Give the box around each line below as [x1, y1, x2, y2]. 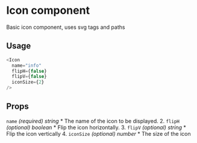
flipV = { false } [11, 73, 47, 80]
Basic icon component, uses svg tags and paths [6, 23, 125, 31]
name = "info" [11, 62, 42, 68]
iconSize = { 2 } [11, 79, 45, 85]
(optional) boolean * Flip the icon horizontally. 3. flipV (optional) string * [6, 124, 187, 131]
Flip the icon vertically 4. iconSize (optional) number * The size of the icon [6, 130, 191, 137]
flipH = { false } [11, 68, 47, 74]
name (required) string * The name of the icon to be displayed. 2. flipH [6, 117, 180, 124]
